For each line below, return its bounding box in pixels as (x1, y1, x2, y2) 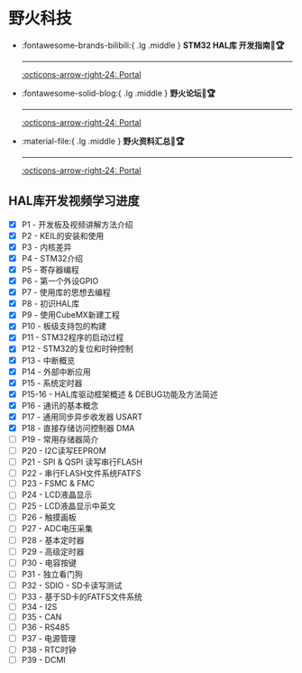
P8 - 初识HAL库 (21, 299, 80, 309)
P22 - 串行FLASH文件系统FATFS (21, 468, 142, 479)
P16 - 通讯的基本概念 (21, 400, 99, 410)
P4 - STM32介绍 (21, 253, 83, 263)
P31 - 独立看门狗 (21, 568, 83, 579)
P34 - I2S (21, 601, 58, 612)
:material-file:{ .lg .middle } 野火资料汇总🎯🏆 (21, 135, 185, 146)
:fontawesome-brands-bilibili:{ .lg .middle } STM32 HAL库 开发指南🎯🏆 (21, 40, 285, 51)
